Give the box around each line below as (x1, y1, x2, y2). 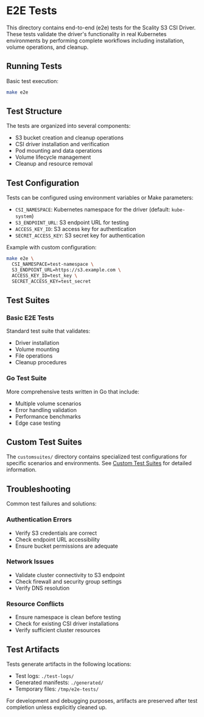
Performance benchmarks (15, 413, 81, 420)
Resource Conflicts (6, 600, 65, 608)
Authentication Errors (6, 515, 72, 524)
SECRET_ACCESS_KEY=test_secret (12, 278, 91, 284)
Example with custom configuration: (6, 244, 97, 251)
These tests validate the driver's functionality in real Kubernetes (6, 30, 167, 37)
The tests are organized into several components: (6, 122, 131, 130)
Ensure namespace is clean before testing (15, 614, 121, 621)
